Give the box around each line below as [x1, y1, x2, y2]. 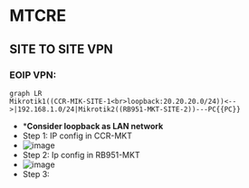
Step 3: [22, 168, 50, 179]
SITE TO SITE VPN [9, 42, 113, 57]
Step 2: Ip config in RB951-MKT [22, 149, 140, 160]
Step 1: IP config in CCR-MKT [22, 130, 133, 141]
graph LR [9, 89, 43, 98]
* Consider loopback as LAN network [22, 120, 164, 131]
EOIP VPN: [9, 69, 57, 81]
